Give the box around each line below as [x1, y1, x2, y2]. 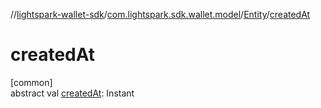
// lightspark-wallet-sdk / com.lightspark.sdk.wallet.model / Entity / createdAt [10, 9, 311, 20]
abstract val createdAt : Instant [10, 87, 135, 99]
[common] [10, 76, 53, 88]
